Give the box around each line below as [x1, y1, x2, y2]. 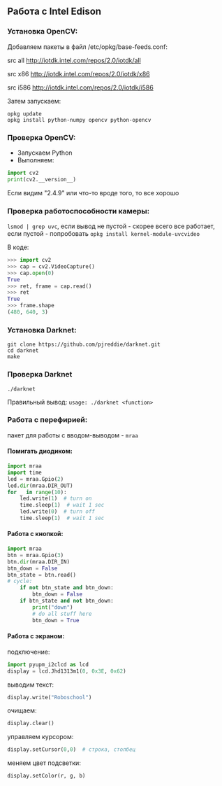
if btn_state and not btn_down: [20, 598, 114, 605]
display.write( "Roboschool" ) [7, 694, 92, 701]
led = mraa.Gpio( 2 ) [7, 475, 64, 482]
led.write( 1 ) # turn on [20, 495, 92, 503]
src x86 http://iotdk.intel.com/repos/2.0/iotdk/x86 [7, 69, 150, 78]
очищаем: [7, 706, 37, 715]
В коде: [7, 243, 29, 251]
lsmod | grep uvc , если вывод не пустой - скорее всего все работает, [7, 222, 215, 230]
